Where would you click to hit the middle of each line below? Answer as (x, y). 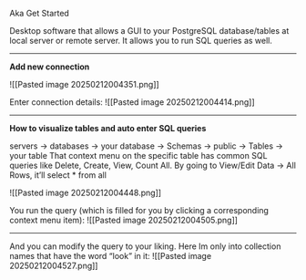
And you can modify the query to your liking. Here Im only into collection (145, 246)
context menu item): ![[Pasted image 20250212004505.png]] (124, 220)
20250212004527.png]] (54, 265)
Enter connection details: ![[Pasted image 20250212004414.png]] (132, 102)
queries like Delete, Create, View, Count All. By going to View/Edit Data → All (153, 165)
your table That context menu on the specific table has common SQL (138, 156)
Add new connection (50, 67)
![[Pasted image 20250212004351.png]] (84, 84)
